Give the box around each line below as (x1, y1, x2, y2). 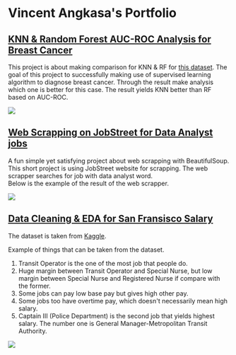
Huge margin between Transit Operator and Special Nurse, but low (18, 267, 213, 275)
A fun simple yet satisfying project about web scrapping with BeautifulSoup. (8, 156, 230, 165)
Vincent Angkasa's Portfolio (8, 5, 177, 21)
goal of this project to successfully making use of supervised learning (8, 71, 211, 78)
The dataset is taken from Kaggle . (8, 231, 107, 240)
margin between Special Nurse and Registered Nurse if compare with (18, 274, 220, 282)
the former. (18, 281, 52, 290)
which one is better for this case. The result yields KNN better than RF (8, 86, 212, 93)
